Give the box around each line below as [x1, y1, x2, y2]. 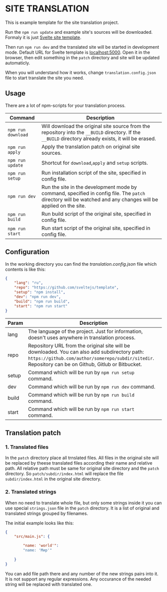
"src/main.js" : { [14, 534, 50, 539]
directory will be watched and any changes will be [41, 196, 158, 203]
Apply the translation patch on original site [41, 143, 140, 150]
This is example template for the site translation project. [5, 19, 119, 25]
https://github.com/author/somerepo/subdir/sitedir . [28, 354, 154, 361]
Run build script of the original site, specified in [41, 210, 152, 217]
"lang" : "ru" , [14, 281, 43, 286]
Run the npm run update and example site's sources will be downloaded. [5, 29, 153, 35]
